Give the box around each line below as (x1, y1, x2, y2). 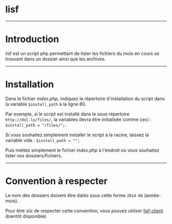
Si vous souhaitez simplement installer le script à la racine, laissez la (5, 132, 149, 138)
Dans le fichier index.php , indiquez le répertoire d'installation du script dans (5, 95, 165, 101)
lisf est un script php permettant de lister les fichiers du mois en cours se (5, 50, 160, 56)
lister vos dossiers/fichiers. (5, 152, 62, 158)
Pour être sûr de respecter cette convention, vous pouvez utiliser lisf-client (5, 208, 163, 214)
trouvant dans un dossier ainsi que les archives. (5, 55, 106, 62)
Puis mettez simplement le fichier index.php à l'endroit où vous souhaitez (5, 147, 160, 153)
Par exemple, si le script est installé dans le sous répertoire (5, 111, 130, 117)
